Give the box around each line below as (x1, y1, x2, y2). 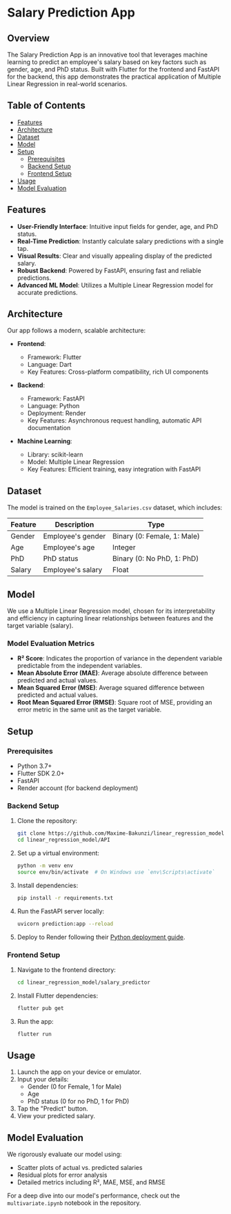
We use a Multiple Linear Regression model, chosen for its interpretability (7, 607, 216, 615)
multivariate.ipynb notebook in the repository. (7, 1199, 141, 1207)
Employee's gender (43, 532, 106, 541)
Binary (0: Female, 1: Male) (112, 532, 200, 541)
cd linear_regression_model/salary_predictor (17, 979, 150, 986)
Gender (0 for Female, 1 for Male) (27, 1082, 122, 1091)
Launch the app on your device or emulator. (17, 1068, 141, 1076)
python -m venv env (17, 862, 74, 869)
